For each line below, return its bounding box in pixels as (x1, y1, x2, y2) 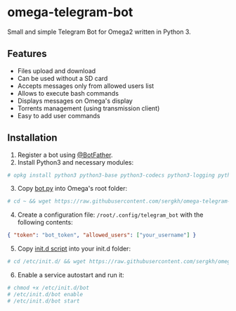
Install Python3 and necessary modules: (17, 158, 134, 166)
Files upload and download (17, 66, 96, 75)
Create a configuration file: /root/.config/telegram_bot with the (17, 210, 204, 219)
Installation (7, 132, 58, 144)
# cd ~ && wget (7, 198, 52, 205)
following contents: (17, 218, 73, 227)
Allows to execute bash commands (17, 89, 119, 97)
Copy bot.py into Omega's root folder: (17, 184, 128, 193)
